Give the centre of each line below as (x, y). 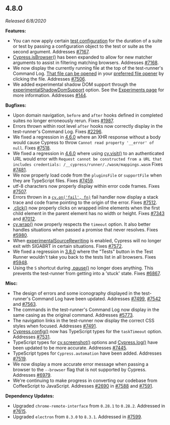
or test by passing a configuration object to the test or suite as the (82, 46)
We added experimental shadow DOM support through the (75, 84)
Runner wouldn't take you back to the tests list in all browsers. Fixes (84, 257)
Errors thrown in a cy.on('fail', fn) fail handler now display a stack (86, 197)
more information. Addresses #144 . (50, 95)
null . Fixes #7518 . (32, 148)
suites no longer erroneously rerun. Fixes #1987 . (63, 121)
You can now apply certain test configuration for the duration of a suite (88, 41)
